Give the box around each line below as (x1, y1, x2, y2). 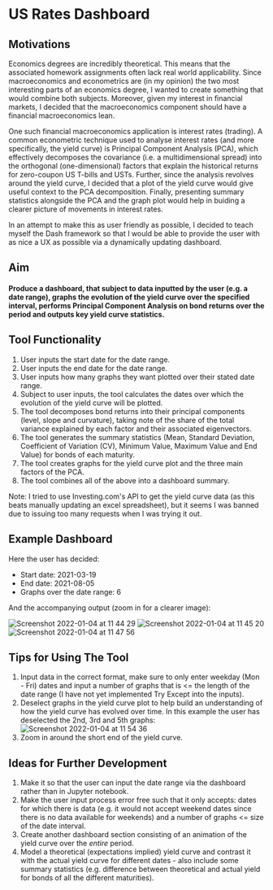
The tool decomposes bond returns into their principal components (19, 406, 245, 416)
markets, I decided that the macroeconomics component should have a (8, 103, 247, 111)
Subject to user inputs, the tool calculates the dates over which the (19, 389, 244, 399)
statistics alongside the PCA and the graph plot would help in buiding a (8, 196, 245, 205)
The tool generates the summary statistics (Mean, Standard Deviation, (19, 432, 255, 442)
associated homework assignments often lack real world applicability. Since (8, 68, 262, 77)
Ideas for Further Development (8, 756, 167, 770)
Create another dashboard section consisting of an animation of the (19, 830, 248, 840)
